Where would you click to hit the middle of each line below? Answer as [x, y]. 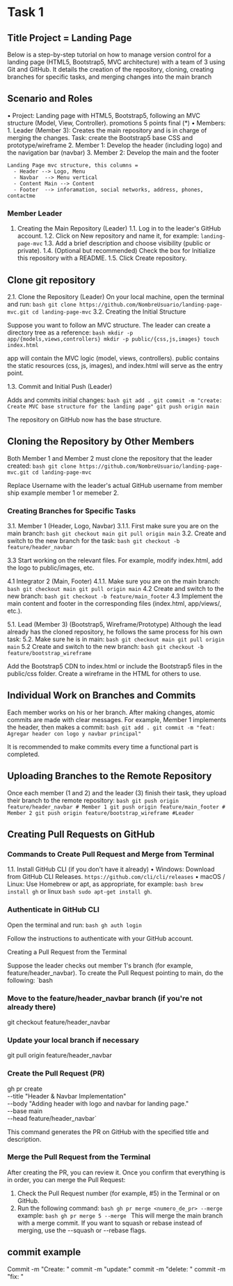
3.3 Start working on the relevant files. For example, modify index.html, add [115, 560]
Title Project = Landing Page [70, 38]
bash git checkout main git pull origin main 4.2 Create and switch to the [116, 589]
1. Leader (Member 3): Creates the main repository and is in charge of [107, 130]
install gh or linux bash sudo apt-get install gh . [80, 891]
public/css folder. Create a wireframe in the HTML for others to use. [104, 674]
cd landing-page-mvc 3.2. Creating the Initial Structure [109, 312]
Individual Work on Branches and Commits [102, 695]
